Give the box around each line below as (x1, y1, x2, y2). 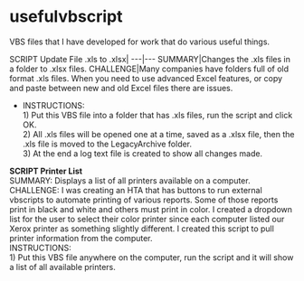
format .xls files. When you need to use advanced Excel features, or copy (9, 72, 283, 83)
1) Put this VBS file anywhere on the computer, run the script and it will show (9, 251, 294, 263)
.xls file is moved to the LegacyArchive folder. (22, 138, 193, 149)
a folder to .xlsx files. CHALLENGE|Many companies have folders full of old (9, 63, 290, 74)
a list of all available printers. (9, 261, 116, 272)
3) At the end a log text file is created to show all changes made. (22, 147, 263, 159)
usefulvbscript (9, 6, 123, 27)
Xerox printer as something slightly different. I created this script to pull (9, 223, 274, 234)
